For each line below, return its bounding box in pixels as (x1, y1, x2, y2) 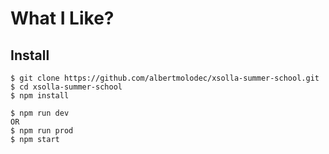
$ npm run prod (10, 126, 74, 136)
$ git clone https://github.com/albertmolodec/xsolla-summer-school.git (10, 73, 320, 83)
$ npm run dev (10, 108, 70, 118)
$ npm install (10, 91, 70, 101)
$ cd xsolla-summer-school (10, 82, 123, 92)
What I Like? (10, 7, 115, 30)
